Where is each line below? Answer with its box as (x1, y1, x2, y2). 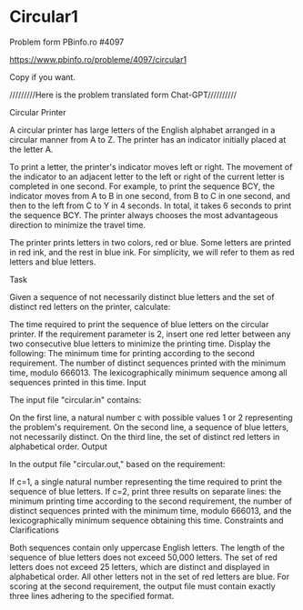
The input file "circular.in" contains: (9, 394, 142, 405)
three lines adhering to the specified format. (9, 590, 175, 601)
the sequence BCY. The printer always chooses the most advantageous (9, 209, 278, 220)
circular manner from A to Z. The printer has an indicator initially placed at (9, 134, 287, 145)
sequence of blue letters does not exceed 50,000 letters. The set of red (9, 552, 278, 563)
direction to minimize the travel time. (9, 219, 146, 230)
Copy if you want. (9, 71, 76, 83)
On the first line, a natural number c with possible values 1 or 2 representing (9, 412, 293, 423)
